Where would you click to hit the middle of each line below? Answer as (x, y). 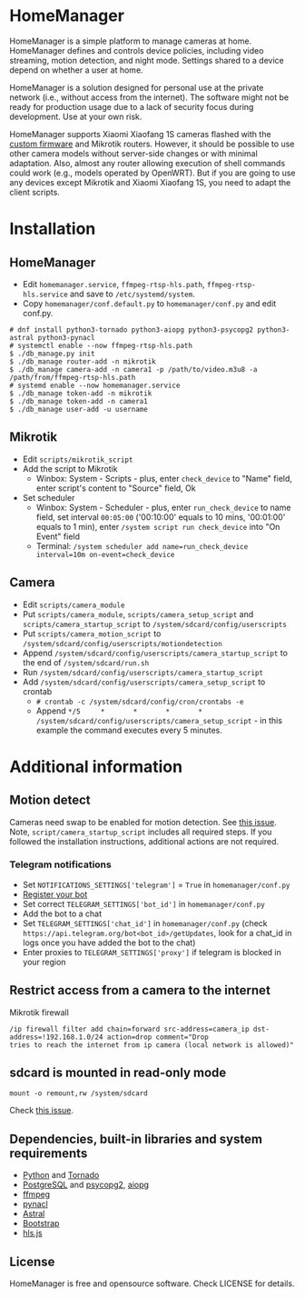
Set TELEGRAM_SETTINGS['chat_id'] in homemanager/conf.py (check (145, 923)
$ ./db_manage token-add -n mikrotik (81, 393)
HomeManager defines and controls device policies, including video (137, 50)
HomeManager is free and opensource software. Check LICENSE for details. (152, 1283)
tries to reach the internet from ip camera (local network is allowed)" (152, 1045)
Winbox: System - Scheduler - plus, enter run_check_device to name (163, 507)
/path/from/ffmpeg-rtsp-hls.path (73, 377)
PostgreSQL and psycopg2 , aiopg (86, 1185)
